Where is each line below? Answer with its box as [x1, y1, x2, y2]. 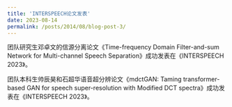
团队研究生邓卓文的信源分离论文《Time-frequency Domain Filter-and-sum [7, 43, 219, 51]
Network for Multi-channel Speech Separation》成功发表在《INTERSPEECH [7, 51, 224, 60]
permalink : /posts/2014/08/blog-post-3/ [7, 23, 127, 30]
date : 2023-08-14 [7, 17, 58, 24]
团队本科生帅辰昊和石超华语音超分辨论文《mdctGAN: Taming [7, 75, 183, 83]
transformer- [183, 75, 220, 83]
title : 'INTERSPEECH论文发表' [7, 10, 91, 17]
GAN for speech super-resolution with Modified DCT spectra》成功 [26, 84, 219, 92]
